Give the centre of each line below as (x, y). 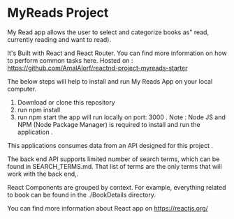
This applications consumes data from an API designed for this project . (110, 145)
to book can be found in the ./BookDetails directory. (81, 195)
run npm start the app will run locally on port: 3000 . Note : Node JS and (121, 117)
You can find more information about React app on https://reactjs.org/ (108, 208)
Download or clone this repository (66, 102)
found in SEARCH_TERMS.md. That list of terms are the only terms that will (115, 166)
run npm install (39, 109)
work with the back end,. (43, 174)
